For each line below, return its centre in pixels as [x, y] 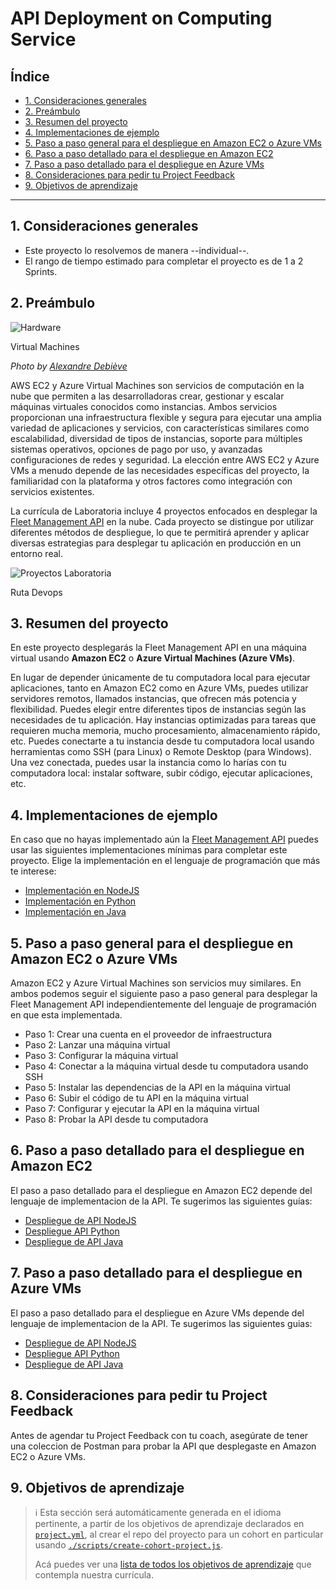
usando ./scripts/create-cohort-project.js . [128, 1545]
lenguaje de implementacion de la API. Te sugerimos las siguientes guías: [161, 1201]
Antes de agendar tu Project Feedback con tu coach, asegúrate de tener [159, 1435]
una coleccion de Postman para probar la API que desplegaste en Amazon [163, 1446]
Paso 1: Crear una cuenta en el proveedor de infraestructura [148, 1034]
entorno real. [36, 553]
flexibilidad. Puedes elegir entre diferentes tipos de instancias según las [158, 709]
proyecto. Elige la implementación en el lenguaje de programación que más [165, 861]
